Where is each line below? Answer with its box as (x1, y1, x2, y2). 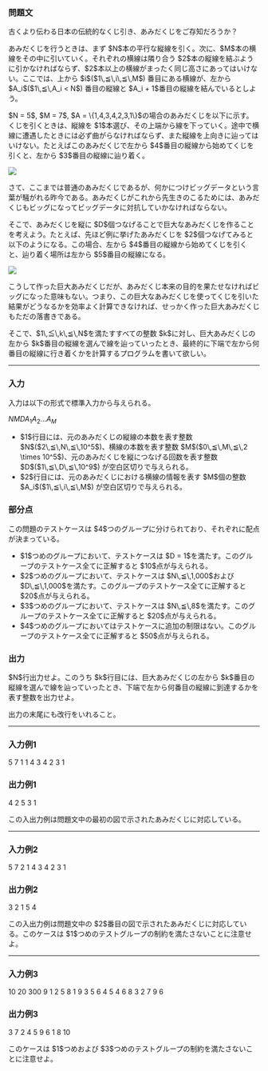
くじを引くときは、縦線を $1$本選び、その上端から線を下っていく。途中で (8, 121, 253, 130)
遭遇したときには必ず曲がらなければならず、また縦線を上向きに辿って (22, 130, 252, 141)
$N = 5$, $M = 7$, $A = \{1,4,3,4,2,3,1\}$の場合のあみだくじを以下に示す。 (8, 110, 254, 121)
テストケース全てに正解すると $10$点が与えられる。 (40, 561, 213, 570)
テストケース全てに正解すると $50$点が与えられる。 (40, 630, 214, 641)
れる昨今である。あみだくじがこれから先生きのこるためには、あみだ (35, 193, 260, 202)
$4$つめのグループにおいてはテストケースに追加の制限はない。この (19, 621, 242, 630)
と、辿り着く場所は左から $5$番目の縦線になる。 (8, 250, 170, 259)
